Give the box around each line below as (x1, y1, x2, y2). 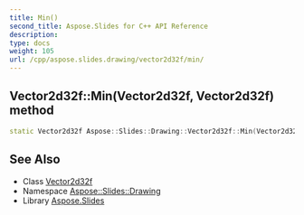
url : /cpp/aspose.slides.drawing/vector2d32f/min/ (9, 55, 204, 64)
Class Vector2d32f (22, 175, 93, 186)
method (9, 103, 54, 118)
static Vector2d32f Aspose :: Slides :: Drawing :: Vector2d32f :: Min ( (9, 126, 257, 136)
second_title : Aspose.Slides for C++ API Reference (9, 22, 208, 31)
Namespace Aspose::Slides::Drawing (22, 185, 161, 196)
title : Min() (9, 13, 59, 23)
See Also (9, 152, 61, 167)
